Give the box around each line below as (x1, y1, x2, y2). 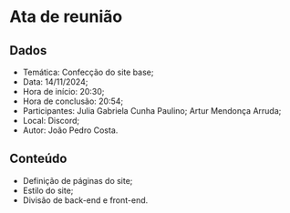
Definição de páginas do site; (22, 175, 133, 186)
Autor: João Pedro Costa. (22, 125, 119, 136)
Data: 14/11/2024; (22, 76, 88, 87)
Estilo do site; (22, 185, 74, 196)
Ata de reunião (9, 6, 123, 27)
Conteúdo (9, 151, 67, 167)
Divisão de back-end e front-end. (22, 194, 149, 206)
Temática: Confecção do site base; (22, 66, 154, 77)
